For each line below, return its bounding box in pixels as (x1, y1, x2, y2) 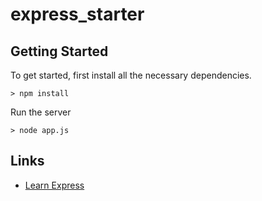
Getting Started (10, 43, 109, 60)
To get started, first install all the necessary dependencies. (10, 69, 252, 81)
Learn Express (24, 179, 85, 191)
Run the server (10, 106, 72, 118)
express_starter (10, 3, 145, 26)
